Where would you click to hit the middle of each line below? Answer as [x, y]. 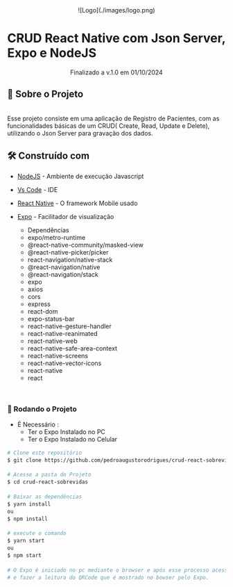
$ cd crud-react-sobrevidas [48, 482]
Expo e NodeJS [52, 53]
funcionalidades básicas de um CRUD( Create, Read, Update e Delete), [109, 126]
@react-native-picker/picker [68, 252]
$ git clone [24, 460]
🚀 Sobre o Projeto [45, 94]
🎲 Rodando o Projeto [42, 409]
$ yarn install [29, 504]
